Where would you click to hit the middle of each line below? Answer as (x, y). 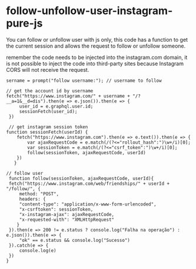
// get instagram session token (48, 127)
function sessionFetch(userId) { (47, 132)
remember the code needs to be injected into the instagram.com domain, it (97, 57)
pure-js (24, 23)
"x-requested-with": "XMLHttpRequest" (67, 220)
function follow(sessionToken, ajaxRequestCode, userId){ (81, 178)
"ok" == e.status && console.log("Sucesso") (75, 240)
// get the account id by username (50, 91)
